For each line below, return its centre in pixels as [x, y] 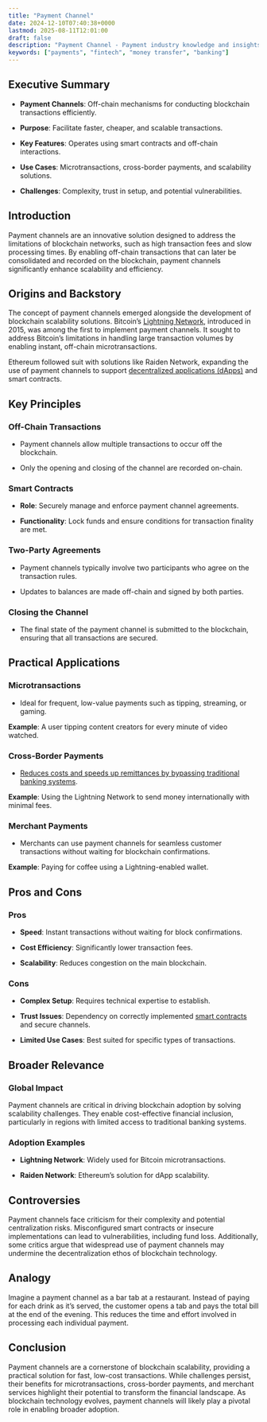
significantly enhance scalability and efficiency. [86, 269]
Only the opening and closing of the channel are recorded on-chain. [131, 468]
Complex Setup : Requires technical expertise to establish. [115, 1001]
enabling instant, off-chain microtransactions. [83, 347]
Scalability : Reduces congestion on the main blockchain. [113, 962]
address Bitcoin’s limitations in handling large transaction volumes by [121, 338]
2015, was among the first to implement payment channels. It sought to [124, 330]
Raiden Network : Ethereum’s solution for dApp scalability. [114, 1175]
